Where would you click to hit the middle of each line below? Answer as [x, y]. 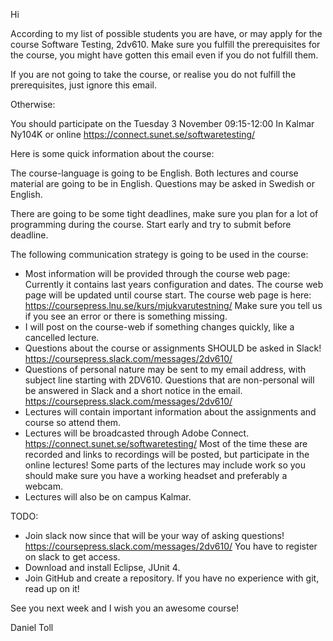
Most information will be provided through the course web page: [157, 273]
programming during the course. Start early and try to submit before [151, 224]
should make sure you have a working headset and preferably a [156, 475]
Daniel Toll [32, 627]
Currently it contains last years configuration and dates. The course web [174, 284]
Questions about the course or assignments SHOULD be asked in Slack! [173, 348]
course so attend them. [73, 422]
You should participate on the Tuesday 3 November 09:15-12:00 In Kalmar [162, 123]
